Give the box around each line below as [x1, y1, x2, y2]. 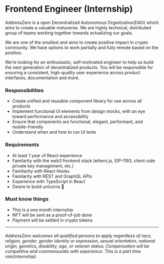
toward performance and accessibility [12, 114, 89, 120]
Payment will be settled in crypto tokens [12, 217, 93, 223]
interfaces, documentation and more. [5, 75, 80, 81]
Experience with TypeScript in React [12, 178, 85, 184]
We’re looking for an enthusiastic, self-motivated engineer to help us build [5, 59, 154, 65]
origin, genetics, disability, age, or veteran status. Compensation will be [5, 243, 150, 249]
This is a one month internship [12, 206, 73, 213]
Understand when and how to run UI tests [12, 129, 97, 135]
